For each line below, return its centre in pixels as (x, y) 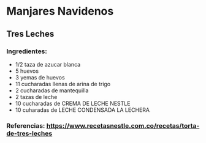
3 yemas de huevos (40, 77)
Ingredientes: (27, 51)
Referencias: (26, 125)
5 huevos (27, 71)
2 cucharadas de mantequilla (52, 90)
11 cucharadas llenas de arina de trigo (63, 84)
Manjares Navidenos (60, 11)
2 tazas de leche (36, 97)
